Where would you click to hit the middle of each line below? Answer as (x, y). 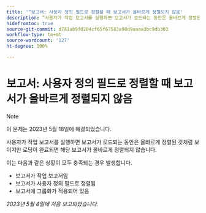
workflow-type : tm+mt (34, 35)
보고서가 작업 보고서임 (42, 176)
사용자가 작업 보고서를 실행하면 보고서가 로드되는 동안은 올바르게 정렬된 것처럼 (100, 142)
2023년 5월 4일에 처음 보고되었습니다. (52, 204)
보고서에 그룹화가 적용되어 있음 (52, 191)
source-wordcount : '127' (38, 40)
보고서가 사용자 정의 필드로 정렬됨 (55, 183)
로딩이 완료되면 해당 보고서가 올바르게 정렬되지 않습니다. (90, 149)
